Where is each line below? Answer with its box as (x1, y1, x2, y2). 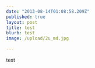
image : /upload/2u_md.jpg (6, 35, 69, 41)
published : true (6, 14, 45, 20)
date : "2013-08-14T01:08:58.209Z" (6, 8, 90, 15)
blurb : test (6, 30, 35, 36)
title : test (6, 24, 35, 31)
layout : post (6, 19, 38, 25)
